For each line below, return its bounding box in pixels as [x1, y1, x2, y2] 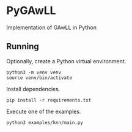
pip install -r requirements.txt [6, 97, 92, 103]
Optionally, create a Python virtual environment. [6, 57, 127, 64]
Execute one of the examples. [6, 108, 81, 115]
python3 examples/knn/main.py [6, 119, 84, 125]
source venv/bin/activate [6, 74, 72, 81]
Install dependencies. [6, 85, 61, 92]
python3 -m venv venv [6, 69, 62, 75]
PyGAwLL [6, 4, 56, 18]
